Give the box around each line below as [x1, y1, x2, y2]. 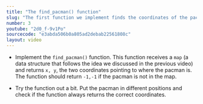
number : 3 [6, 20, 31, 26]
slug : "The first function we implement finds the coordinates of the [6, 15, 188, 21]
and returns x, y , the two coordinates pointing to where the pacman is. [14, 67, 192, 73]
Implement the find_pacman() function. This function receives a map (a [14, 54, 188, 60]
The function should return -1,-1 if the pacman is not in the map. [14, 73, 177, 80]
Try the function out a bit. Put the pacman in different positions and [14, 85, 182, 91]
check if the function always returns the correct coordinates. [14, 91, 166, 98]
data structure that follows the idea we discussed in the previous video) [14, 60, 193, 67]
